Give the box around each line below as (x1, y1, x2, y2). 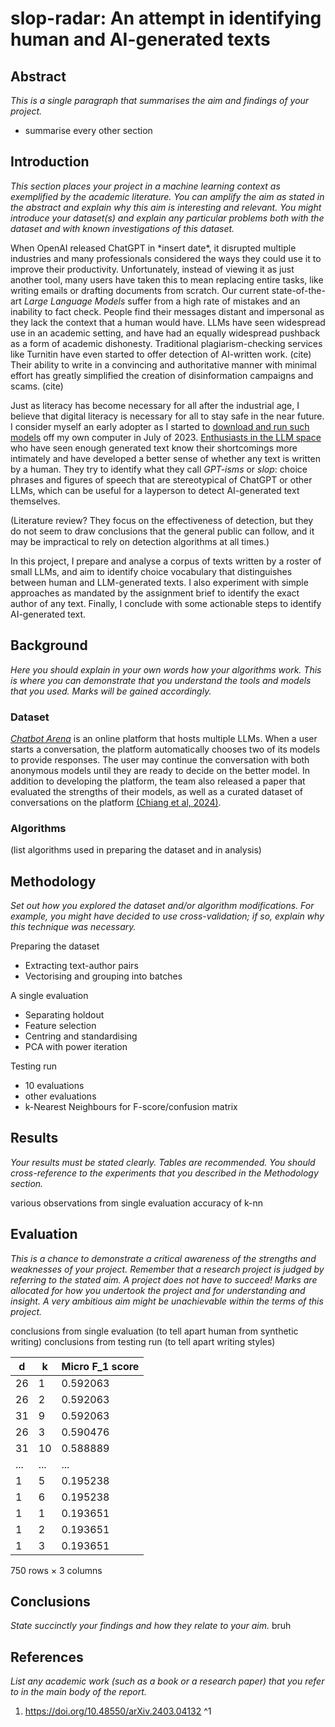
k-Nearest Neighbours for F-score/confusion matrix (24, 1101, 238, 1113)
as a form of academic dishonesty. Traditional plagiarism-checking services (10, 337, 323, 349)
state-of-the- (271, 284, 326, 296)
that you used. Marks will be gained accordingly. (10, 685, 212, 697)
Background (10, 637, 88, 654)
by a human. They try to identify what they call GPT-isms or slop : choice (10, 463, 308, 475)
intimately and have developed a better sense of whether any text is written (10, 452, 321, 464)
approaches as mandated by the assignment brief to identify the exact (10, 587, 300, 599)
